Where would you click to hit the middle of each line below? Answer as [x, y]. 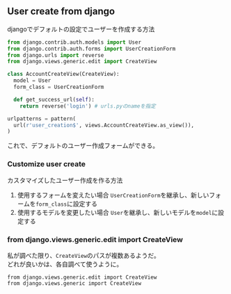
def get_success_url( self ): [54, 99]
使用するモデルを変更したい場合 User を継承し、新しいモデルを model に [118, 212]
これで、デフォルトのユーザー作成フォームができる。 [83, 146]
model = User [32, 81]
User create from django [61, 11]
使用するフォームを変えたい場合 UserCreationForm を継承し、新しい [113, 195]
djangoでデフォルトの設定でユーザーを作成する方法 [81, 29]
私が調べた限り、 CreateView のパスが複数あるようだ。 [83, 255]
